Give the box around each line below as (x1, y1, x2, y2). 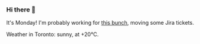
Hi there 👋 (6, 5, 36, 14)
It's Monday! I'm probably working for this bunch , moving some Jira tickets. (6, 19, 195, 27)
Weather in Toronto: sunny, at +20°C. (6, 31, 99, 38)
